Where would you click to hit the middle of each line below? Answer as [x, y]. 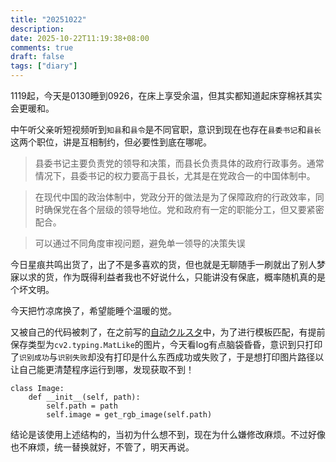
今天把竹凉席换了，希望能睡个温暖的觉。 [93, 310]
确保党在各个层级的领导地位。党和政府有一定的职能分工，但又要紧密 [184, 209]
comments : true [42, 47]
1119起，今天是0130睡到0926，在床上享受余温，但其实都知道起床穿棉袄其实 [166, 95]
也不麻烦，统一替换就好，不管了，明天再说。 [102, 447]
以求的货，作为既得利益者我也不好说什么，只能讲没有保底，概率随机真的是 [172, 277]
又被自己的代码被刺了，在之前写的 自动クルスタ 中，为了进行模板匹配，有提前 [168, 332]
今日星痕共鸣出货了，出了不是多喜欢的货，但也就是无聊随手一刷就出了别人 [163, 264]
